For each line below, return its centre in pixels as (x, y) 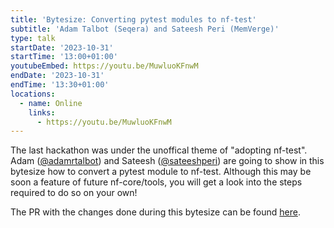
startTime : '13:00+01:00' (64, 57)
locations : (33, 94)
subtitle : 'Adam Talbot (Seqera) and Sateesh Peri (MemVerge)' (145, 29)
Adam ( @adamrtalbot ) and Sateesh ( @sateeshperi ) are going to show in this (167, 161)
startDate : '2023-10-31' (62, 47)
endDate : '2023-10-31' (57, 76)
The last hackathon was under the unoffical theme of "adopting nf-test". (159, 150)
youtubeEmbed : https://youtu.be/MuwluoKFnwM (104, 66)
